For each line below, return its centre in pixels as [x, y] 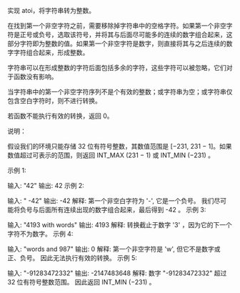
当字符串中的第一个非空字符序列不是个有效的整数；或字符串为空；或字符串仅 [120, 92]
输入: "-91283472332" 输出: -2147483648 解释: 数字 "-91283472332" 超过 [117, 273]
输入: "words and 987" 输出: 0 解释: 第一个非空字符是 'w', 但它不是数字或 [114, 249]
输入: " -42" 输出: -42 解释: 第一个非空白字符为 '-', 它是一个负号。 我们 [111, 201]
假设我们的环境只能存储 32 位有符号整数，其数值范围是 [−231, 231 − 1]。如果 [120, 146]
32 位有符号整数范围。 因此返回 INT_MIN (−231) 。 [81, 282]
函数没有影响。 [35, 76]
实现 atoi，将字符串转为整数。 [51, 10]
